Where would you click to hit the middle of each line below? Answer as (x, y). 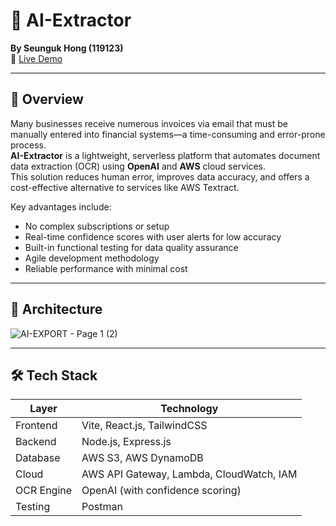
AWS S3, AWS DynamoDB (142, 458)
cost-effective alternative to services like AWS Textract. (125, 187)
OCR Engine (44, 491)
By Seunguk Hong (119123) (67, 48)
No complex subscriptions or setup (97, 226)
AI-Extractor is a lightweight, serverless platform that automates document (165, 155)
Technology (189, 409)
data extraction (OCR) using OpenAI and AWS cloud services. (138, 166)
